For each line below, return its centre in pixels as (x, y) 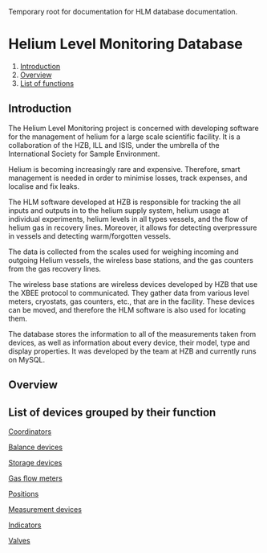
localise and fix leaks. (44, 186)
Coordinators (30, 431)
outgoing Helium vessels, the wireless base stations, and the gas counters (131, 260)
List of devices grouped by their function (112, 412)
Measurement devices (45, 509)
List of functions (47, 83)
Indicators (25, 525)
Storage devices (35, 462)
